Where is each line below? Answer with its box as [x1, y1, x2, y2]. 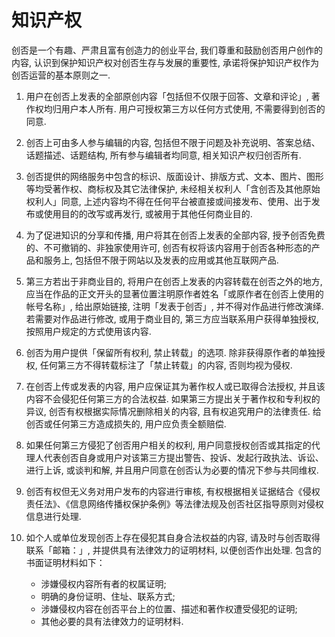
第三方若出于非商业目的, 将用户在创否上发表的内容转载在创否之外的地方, [25, 275, 323, 287]
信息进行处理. [25, 510, 82, 522]
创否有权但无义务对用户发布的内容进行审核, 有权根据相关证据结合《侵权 [25, 485, 321, 497]
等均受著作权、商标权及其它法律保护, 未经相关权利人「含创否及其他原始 [25, 182, 321, 195]
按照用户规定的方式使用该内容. [25, 325, 152, 337]
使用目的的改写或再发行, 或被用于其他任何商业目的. [43, 207, 253, 220]
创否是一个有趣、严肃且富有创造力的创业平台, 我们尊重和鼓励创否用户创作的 [11, 44, 323, 56]
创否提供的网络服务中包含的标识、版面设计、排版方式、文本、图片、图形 [25, 170, 324, 182]
